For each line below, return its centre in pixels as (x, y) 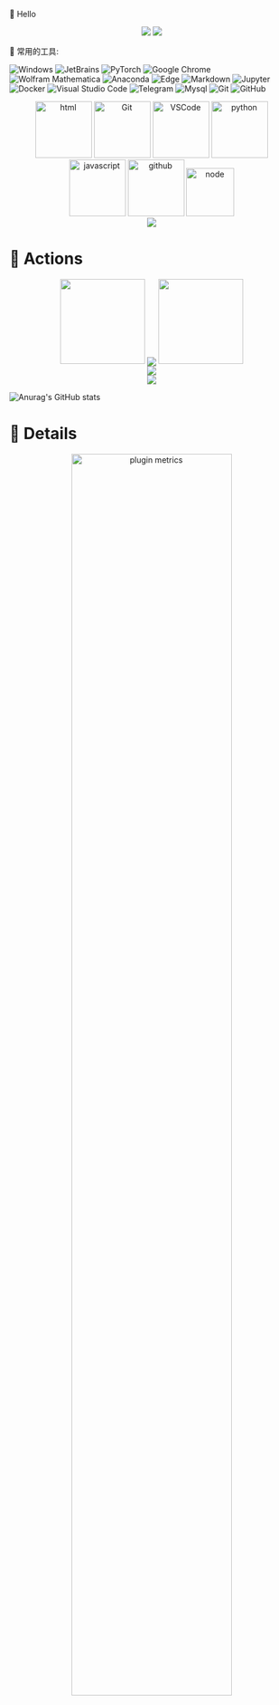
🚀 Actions (46, 259)
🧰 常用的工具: (34, 51)
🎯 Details (43, 434)
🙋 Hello (23, 14)
